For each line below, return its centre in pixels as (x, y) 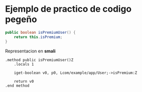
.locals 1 (24, 64)
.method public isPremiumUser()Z (39, 60)
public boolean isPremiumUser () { (41, 32)
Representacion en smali (30, 51)
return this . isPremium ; (38, 37)
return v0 (24, 81)
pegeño (21, 19)
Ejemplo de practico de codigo (68, 9)
